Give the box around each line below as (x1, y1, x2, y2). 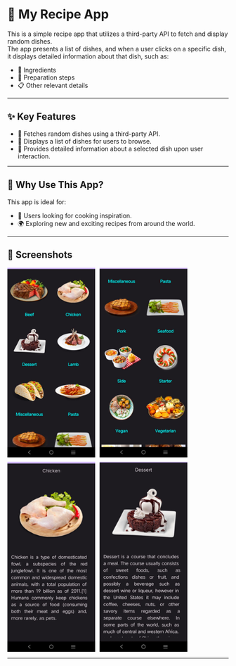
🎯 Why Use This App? (7, 179, 104, 191)
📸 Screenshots (7, 249, 73, 260)
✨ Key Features (7, 111, 76, 122)
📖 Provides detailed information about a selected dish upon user (17, 144, 204, 153)
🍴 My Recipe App (7, 6, 109, 23)
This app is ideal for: (7, 197, 67, 206)
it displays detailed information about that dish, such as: (7, 52, 169, 61)
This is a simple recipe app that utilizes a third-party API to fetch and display (7, 30, 228, 38)
